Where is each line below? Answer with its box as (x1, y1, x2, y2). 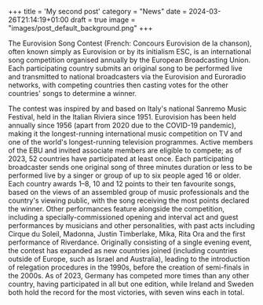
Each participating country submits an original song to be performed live (8, 64, 243, 73)
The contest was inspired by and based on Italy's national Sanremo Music (8, 104, 247, 113)
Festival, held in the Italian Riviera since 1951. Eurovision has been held (8, 112, 237, 121)
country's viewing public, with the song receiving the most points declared (8, 196, 250, 205)
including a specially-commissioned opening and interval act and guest (8, 212, 239, 222)
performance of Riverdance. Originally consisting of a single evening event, (8, 237, 252, 247)
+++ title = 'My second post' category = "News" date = (8, 7, 188, 16)
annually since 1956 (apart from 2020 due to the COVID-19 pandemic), (8, 121, 237, 130)
